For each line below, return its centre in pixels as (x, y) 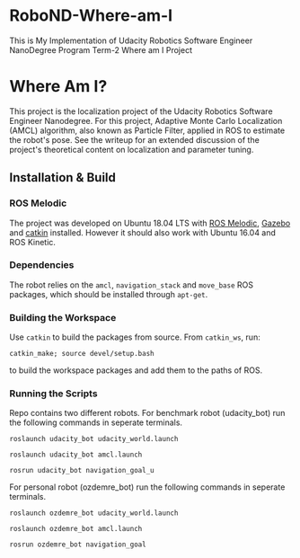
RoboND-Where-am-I (91, 16)
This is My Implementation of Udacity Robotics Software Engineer (131, 40)
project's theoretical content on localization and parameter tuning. (132, 149)
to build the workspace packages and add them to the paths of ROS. (136, 370)
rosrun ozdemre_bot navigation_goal (78, 545)
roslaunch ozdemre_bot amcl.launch (76, 529)
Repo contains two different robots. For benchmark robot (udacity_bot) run (147, 413)
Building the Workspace (63, 317)
